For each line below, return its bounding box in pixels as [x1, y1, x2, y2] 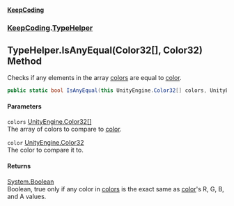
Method [7, 55, 42, 67]
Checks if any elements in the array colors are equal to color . [7, 74, 182, 82]
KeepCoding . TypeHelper [7, 23, 93, 33]
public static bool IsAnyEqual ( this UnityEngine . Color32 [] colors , [7, 87, 208, 94]
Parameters [7, 102, 42, 111]
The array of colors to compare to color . [7, 125, 122, 134]
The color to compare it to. [7, 146, 84, 154]
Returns [7, 162, 31, 170]
